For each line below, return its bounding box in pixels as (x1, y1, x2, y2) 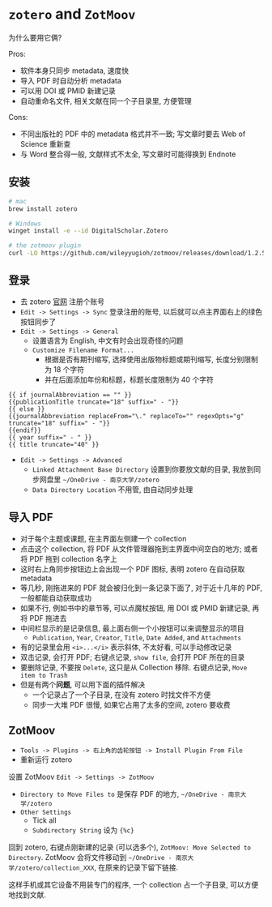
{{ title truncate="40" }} (8, 440, 100, 448)
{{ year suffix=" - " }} (8, 433, 92, 442)
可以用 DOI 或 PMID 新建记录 (19, 86, 116, 96)
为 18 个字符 (44, 364, 85, 374)
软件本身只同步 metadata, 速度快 (19, 66, 130, 75)
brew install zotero (8, 204, 79, 213)
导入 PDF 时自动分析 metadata (19, 75, 121, 85)
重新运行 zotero (19, 755, 73, 764)
